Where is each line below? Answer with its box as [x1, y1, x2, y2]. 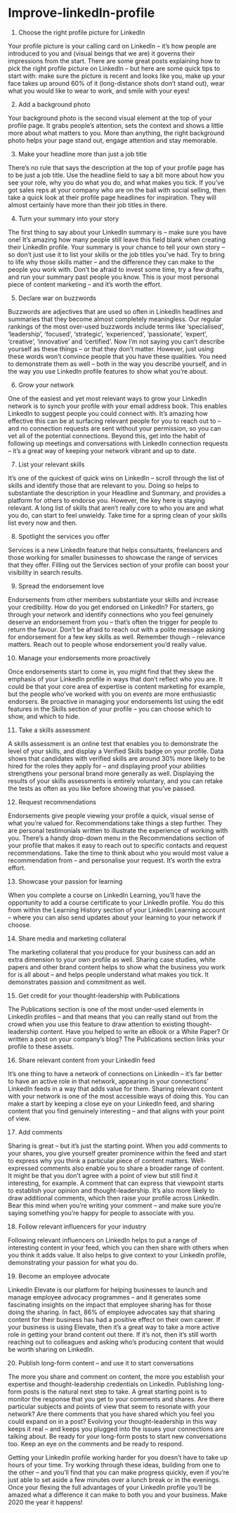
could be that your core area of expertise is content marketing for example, [8, 682, 225, 690]
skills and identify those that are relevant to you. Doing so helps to [8, 481, 199, 490]
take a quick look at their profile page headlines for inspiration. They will [8, 193, 217, 202]
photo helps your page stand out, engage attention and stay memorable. [8, 136, 218, 145]
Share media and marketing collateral [18, 934, 126, 943]
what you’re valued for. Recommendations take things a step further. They [8, 818, 223, 827]
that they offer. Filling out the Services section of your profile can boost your [8, 561, 229, 569]
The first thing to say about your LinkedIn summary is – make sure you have [8, 228, 227, 236]
